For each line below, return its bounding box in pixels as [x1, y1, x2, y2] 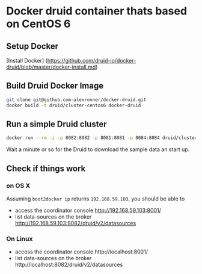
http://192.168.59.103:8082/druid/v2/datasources [14, 219, 136, 226]
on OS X [6, 181, 31, 190]
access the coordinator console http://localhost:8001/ [14, 248, 148, 255]
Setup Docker [6, 41, 59, 51]
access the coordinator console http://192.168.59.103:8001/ [14, 207, 161, 214]
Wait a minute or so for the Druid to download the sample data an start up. [6, 146, 190, 153]
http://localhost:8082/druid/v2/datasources [14, 261, 123, 269]
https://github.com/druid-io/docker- [47, 57, 136, 64]
